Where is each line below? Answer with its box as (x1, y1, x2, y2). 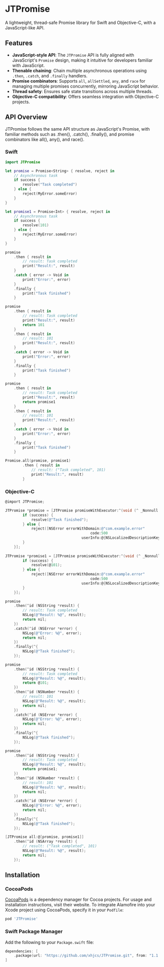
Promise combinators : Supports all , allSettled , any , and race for (12, 78, 145, 84)
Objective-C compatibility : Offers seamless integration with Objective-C (12, 93, 159, 99)
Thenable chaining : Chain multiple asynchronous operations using (12, 68, 147, 73)
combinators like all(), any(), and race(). (5, 136, 84, 142)
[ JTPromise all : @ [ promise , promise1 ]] (5, 834, 84, 840)
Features (5, 39, 33, 47)
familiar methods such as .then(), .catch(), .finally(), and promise (5, 131, 134, 137)
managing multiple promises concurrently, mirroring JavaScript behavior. (12, 83, 159, 89)
